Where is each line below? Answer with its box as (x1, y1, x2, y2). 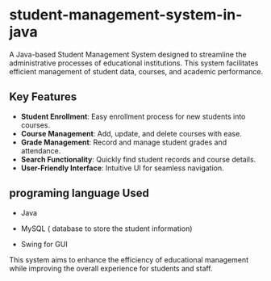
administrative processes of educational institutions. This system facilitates (9, 58, 259, 68)
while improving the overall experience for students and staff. (9, 263, 213, 273)
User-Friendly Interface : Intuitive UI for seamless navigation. (20, 163, 224, 173)
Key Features (9, 90, 77, 104)
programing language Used (9, 187, 150, 200)
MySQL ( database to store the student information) (20, 224, 193, 233)
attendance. (20, 145, 61, 155)
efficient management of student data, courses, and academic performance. (9, 66, 264, 76)
